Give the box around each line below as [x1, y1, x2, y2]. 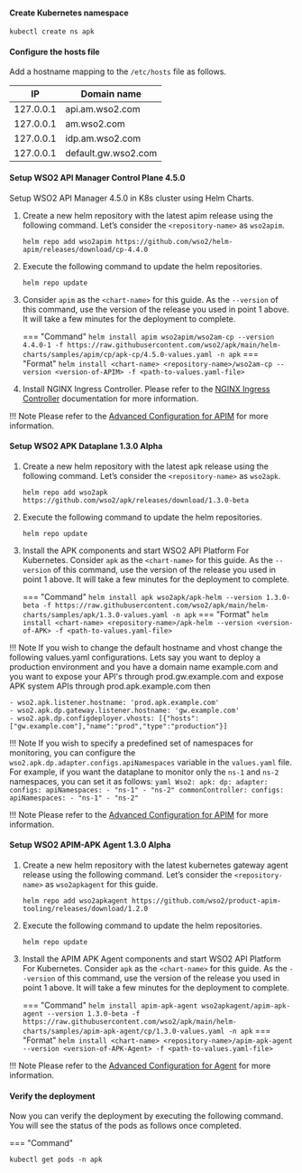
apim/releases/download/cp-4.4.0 [22, 245, 149, 254]
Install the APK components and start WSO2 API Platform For [22, 545, 250, 556]
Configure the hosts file [9, 46, 101, 57]
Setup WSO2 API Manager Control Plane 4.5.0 [9, 173, 186, 183]
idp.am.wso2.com [65, 132, 142, 145]
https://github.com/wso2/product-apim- [132, 896, 281, 906]
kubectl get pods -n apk [9, 1155, 103, 1165]
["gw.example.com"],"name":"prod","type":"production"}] [9, 721, 228, 731]
